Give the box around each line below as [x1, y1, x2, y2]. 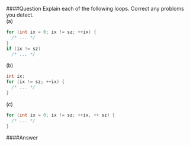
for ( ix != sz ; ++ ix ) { [6, 79, 65, 85]
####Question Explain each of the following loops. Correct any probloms [6, 5, 185, 12]
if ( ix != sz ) [6, 46, 41, 52]
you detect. [6, 11, 34, 18]
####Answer [6, 134, 38, 141]
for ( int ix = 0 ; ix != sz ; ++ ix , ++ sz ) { [6, 112, 115, 118]
